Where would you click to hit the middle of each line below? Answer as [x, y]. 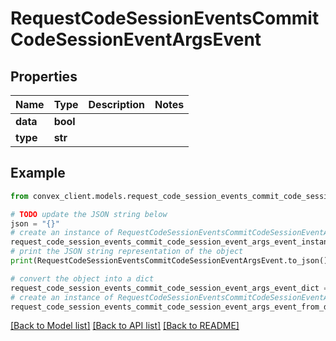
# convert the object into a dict [82, 278]
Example [38, 173]
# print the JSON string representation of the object [127, 252]
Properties [44, 76]
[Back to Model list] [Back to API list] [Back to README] [125, 326]
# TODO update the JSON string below [89, 214]
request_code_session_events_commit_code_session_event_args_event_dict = [169, 288]
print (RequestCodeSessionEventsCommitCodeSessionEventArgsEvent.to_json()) [171, 261]
